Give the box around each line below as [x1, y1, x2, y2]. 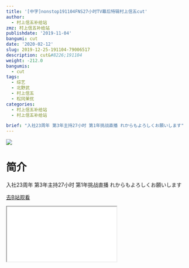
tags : [6, 74, 19, 80]
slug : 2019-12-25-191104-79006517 [6, 47, 91, 53]
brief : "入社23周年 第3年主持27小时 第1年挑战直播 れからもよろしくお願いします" [6, 123, 184, 129]
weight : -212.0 [6, 57, 43, 63]
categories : [6, 101, 35, 107]
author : [6, 14, 25, 20]
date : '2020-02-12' [6, 42, 54, 48]
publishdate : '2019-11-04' [6, 30, 72, 36]
